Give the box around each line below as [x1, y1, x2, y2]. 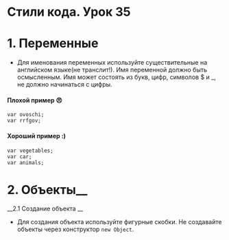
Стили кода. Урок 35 [7, 4, 131, 20]
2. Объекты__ [7, 182, 88, 197]
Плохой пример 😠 [7, 96, 63, 104]
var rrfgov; [7, 118, 41, 124]
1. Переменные [7, 36, 99, 52]
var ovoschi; [7, 111, 45, 118]
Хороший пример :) [7, 131, 67, 140]
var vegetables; [7, 147, 53, 154]
